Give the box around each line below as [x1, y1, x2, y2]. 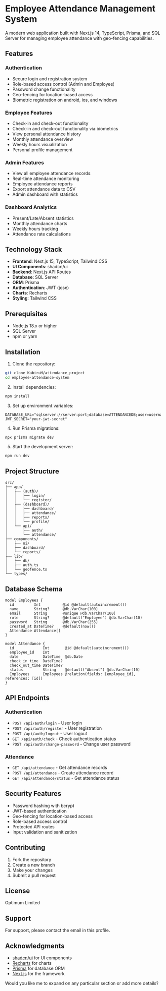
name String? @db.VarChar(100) [9, 606, 98, 611]
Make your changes [12, 867, 53, 873]
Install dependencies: [12, 384, 56, 390]
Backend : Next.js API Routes [12, 269, 71, 275]
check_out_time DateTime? [9, 663, 63, 668]
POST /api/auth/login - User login [12, 720, 83, 726]
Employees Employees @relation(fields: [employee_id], [9, 671, 136, 677]
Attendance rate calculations [12, 231, 71, 237]
